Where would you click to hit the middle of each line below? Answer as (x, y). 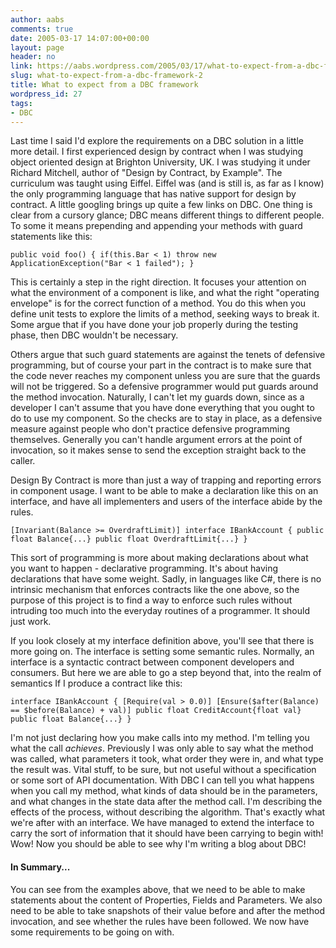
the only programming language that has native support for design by (153, 194)
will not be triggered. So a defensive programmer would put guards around (164, 387)
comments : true (42, 29)
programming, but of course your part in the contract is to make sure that (161, 365)
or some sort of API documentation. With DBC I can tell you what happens (162, 780)
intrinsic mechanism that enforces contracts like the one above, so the (155, 590)
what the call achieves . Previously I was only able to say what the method (162, 748)
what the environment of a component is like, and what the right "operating (165, 293)
